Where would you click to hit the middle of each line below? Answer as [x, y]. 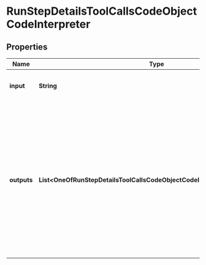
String [48, 86]
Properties [27, 47]
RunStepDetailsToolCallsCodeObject [102, 11]
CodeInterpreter [48, 24]
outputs [21, 180]
